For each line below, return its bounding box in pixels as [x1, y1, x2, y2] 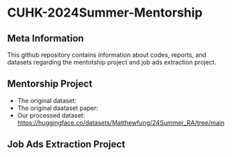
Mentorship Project [7, 78, 92, 90]
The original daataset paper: [17, 104, 99, 112]
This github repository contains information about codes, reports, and [7, 50, 207, 59]
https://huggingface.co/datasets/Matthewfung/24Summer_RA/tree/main [17, 118, 225, 127]
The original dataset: [17, 96, 76, 104]
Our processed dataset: [17, 111, 85, 119]
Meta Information [7, 33, 85, 44]
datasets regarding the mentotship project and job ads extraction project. [7, 58, 217, 66]
